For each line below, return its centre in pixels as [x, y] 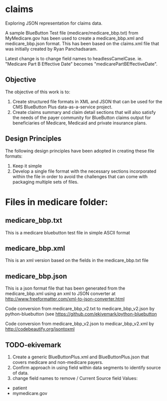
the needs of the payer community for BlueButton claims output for [82, 117]
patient [20, 388]
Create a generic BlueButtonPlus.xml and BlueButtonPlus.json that [81, 357]
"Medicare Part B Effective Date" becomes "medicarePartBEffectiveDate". [81, 64]
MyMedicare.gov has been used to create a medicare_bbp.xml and [74, 38]
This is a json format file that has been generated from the [65, 288]
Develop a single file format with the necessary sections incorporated [84, 171]
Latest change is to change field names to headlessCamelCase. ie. [74, 58]
